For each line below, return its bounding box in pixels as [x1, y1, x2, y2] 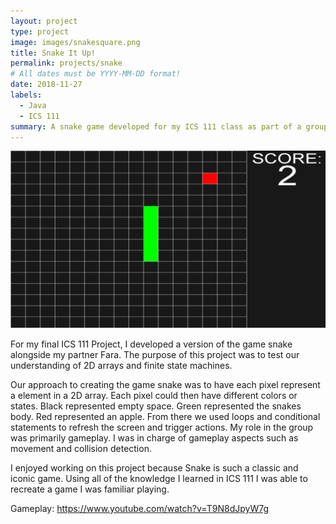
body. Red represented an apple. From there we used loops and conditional [10, 410, 321, 422]
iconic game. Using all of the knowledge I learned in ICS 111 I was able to [10, 472, 308, 484]
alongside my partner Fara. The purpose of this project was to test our [10, 348, 300, 360]
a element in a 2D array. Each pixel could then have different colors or [10, 389, 298, 401]
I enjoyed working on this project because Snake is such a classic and [10, 461, 299, 474]
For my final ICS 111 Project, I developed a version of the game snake [10, 338, 293, 350]
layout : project [10, 16, 78, 26]
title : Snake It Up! [10, 48, 97, 58]
